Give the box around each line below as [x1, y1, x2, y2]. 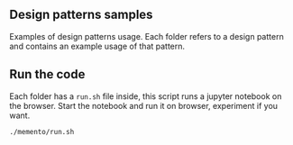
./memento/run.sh [9, 127, 75, 136]
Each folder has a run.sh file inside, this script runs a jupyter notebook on [9, 90, 282, 102]
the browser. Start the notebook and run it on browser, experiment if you [9, 100, 278, 111]
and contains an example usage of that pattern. [9, 41, 186, 51]
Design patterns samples [9, 7, 153, 23]
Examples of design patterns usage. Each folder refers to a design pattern [9, 31, 284, 41]
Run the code [9, 67, 86, 82]
